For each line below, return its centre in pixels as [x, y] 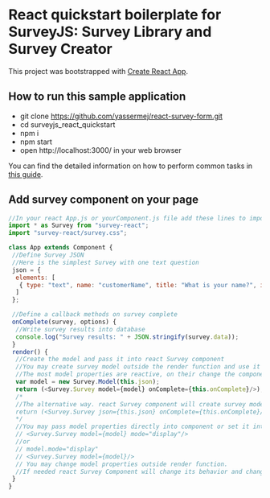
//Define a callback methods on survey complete [95, 315]
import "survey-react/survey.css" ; [68, 233]
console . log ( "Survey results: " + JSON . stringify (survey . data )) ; [127, 337]
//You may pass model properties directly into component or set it [133, 427]
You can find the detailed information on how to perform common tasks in [131, 166]
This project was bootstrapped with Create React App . [98, 71]
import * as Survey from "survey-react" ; [79, 226]
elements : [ [36, 278]
